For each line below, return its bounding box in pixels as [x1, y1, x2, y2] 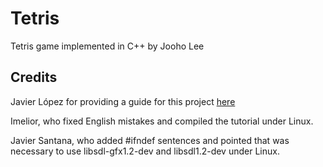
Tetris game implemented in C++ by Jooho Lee [10, 40, 205, 52]
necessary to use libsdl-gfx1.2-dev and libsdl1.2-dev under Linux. [10, 145, 280, 157]
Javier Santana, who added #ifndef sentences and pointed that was [10, 134, 290, 146]
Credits [10, 69, 58, 86]
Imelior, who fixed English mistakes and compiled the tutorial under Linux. [10, 115, 314, 127]
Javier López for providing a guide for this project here [10, 95, 236, 107]
